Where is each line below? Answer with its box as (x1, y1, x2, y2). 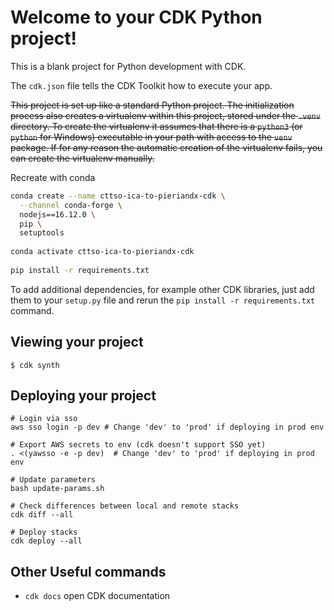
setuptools (19, 228, 65, 238)
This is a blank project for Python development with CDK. (10, 60, 247, 72)
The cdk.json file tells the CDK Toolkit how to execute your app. (10, 79, 273, 91)
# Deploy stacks (10, 527, 78, 538)
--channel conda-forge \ (19, 200, 123, 210)
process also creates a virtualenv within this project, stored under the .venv (10, 109, 321, 121)
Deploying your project (10, 387, 157, 405)
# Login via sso (10, 414, 78, 424)
